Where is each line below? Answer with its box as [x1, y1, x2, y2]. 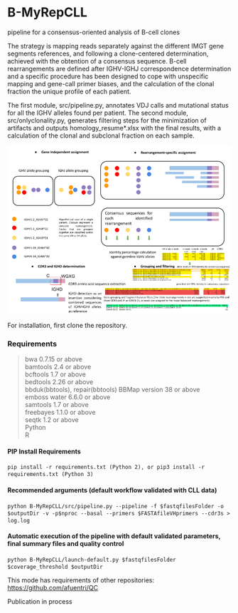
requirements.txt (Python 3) [7, 471, 94, 478]
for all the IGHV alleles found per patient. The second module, [7, 108, 188, 117]
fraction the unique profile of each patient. [7, 87, 131, 96]
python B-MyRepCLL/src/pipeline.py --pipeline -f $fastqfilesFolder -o [7, 503, 224, 510]
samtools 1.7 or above [24, 401, 89, 409]
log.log [7, 517, 31, 524]
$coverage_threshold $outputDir [7, 563, 103, 570]
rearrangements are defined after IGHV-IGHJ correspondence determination [7, 64, 232, 73]
